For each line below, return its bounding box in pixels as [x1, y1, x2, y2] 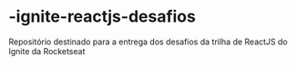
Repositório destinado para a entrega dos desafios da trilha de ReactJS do [8, 36, 288, 47]
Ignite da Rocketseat [8, 45, 86, 56]
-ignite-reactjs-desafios [8, 6, 197, 27]
